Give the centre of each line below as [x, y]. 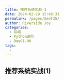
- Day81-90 [20, 41]
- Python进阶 [22, 37]
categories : [17, 28]
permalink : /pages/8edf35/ [32, 18]
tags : [10, 46]
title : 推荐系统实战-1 [26, 9]
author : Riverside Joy [28, 23]
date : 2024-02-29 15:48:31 [32, 14]
